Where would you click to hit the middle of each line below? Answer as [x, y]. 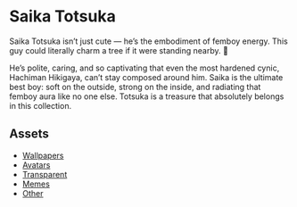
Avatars [36, 165]
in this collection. [41, 105]
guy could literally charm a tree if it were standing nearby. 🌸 [119, 50]
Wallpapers [43, 155]
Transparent [45, 174]
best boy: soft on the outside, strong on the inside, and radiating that [135, 87]
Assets [29, 134]
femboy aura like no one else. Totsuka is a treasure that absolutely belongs [147, 96]
